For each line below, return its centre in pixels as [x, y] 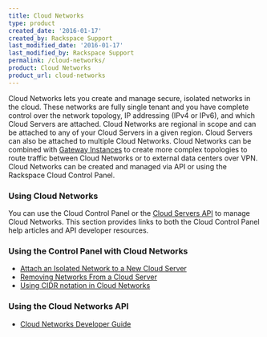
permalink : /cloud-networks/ [57, 61]
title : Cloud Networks [46, 16]
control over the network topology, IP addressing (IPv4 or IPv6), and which [131, 115]
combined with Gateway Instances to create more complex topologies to [128, 149]
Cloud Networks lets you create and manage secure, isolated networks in [129, 98]
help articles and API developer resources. [79, 230]
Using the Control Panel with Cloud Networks [98, 251]
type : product [32, 23]
